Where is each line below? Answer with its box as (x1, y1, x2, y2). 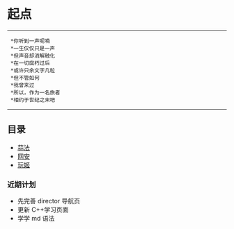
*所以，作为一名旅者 (10, 89, 61, 96)
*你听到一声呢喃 (10, 37, 50, 44)
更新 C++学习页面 (17, 205, 69, 214)
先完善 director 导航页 (17, 197, 80, 205)
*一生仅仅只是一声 (10, 44, 56, 52)
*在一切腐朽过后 (10, 60, 50, 67)
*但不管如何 (10, 74, 40, 81)
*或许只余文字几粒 (10, 67, 56, 74)
